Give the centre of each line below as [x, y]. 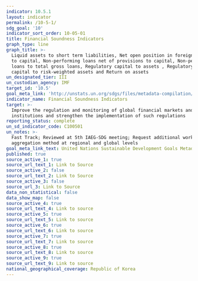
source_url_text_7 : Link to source [50, 242]
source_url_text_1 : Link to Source [50, 165]
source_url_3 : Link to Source [43, 187]
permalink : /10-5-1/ [32, 22]
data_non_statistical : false [42, 192]
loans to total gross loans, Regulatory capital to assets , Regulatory [103, 66]
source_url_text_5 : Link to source [50, 220]
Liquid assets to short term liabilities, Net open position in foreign [103, 55]
